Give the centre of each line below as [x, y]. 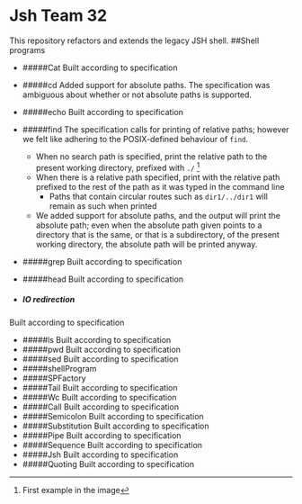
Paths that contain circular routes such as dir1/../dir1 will [158, 196]
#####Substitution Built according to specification [115, 426]
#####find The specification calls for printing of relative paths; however [155, 129]
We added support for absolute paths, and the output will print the [158, 215]
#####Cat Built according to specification [100, 67]
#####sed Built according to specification [100, 359]
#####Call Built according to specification [101, 407]
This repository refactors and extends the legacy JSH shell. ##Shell [134, 40]
